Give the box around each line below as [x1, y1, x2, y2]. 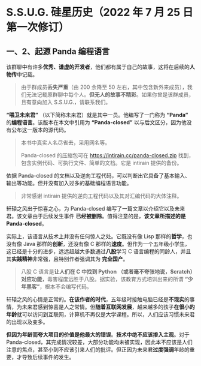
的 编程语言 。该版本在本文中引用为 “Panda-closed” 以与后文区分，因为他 [6, 119, 187, 126]
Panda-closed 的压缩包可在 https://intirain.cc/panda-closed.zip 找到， [20, 152, 194, 159]
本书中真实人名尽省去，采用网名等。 [20, 139, 111, 146]
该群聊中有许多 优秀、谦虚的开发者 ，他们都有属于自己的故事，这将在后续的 [6, 64, 190, 70]
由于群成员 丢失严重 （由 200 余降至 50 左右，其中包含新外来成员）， [20, 83, 187, 91]
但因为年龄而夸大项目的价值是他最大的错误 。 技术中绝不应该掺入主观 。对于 [6, 331, 190, 338]
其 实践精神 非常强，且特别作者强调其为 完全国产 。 [6, 256, 129, 262]
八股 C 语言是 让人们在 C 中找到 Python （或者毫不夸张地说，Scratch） [20, 268, 193, 275]
